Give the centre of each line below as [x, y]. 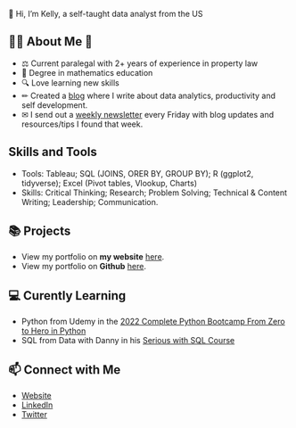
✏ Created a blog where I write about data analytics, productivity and [148, 95]
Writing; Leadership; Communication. [90, 202]
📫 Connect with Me [65, 370]
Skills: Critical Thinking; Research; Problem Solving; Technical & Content [154, 193]
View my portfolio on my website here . [93, 257]
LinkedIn [37, 405]
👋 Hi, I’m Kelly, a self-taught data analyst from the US [106, 14]
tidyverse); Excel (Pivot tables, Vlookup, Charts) [109, 183]
